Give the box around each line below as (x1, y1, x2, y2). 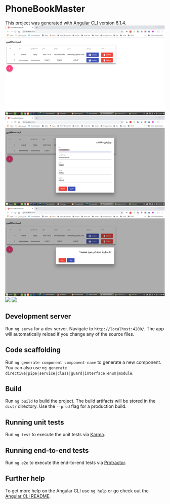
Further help (5, 474, 46, 483)
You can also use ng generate (5, 364, 67, 370)
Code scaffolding (5, 345, 61, 355)
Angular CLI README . (5, 493, 51, 499)
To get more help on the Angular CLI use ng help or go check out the (5, 487, 149, 494)
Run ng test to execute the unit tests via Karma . (5, 432, 105, 438)
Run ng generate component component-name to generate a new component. (5, 359, 162, 365)
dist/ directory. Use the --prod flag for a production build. (5, 403, 126, 409)
